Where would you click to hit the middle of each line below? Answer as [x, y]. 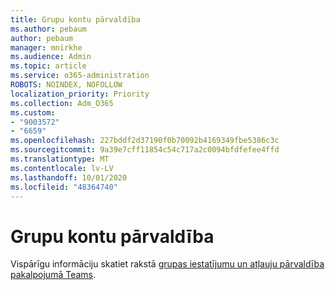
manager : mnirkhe [46, 47]
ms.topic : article [48, 66]
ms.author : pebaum [48, 29]
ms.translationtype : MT [60, 159]
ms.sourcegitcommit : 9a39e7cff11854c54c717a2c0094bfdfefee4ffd [145, 150]
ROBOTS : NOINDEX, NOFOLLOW [66, 85]
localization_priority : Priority [80, 94]
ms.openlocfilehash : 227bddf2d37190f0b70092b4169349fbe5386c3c [145, 141]
